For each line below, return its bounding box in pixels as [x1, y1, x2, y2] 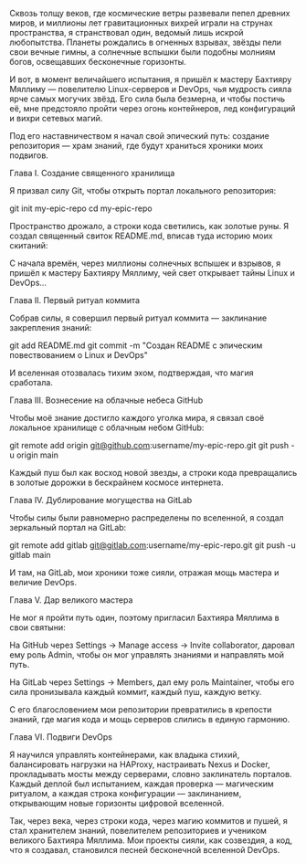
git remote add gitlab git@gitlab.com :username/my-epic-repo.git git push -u [9, 540, 297, 551]
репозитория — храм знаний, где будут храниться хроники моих [9, 141, 264, 151]
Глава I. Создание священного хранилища [9, 168, 175, 178]
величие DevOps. [9, 577, 78, 587]
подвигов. [9, 150, 48, 161]
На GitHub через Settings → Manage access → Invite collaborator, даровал [9, 639, 295, 650]
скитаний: [9, 240, 48, 250]
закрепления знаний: [9, 322, 92, 332]
